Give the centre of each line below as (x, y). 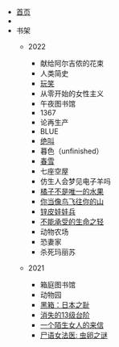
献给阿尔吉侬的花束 (72, 63)
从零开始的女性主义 (72, 94)
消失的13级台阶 (65, 315)
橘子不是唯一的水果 (72, 191)
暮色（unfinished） (72, 151)
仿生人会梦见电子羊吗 (75, 181)
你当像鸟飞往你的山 (72, 201)
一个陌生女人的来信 (72, 325)
